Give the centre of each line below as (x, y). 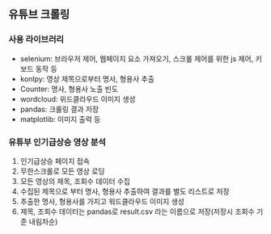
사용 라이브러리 (36, 40)
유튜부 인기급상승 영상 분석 (57, 142)
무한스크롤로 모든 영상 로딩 (62, 171)
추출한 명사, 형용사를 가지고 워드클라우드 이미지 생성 (102, 201)
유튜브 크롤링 (39, 15)
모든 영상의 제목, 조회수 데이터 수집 (75, 181)
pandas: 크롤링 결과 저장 (59, 109)
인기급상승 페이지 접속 (55, 161)
